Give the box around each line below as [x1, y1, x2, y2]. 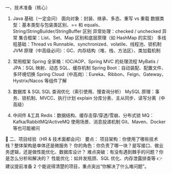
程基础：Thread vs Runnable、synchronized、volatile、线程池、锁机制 [12, 41, 162, 47]
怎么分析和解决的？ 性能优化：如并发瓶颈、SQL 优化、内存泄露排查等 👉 [9, 156, 163, 161]
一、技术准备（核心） [5, 5, 50, 10]
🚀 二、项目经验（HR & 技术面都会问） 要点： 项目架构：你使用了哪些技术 [5, 136, 159, 142]
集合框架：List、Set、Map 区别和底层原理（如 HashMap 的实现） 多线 [18, 35, 166, 41]
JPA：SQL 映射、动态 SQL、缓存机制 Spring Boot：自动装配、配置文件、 [12, 65, 166, 71]
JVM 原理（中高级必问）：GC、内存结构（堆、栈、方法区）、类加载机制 [12, 48, 161, 53]
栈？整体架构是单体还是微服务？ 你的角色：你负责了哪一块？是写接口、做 [5, 143, 159, 148]
